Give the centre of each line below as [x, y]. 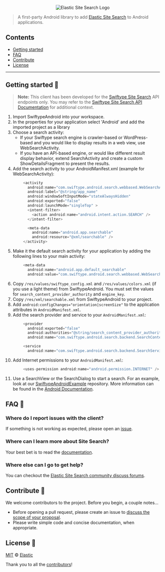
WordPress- [136, 137]
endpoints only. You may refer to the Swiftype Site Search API [80, 102]
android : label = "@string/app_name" [62, 192]
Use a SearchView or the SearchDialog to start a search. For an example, [86, 378]
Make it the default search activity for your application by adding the [82, 251]
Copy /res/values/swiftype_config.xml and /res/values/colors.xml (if [84, 283]
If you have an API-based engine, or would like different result [82, 153]
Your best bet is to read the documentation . [49, 452]
